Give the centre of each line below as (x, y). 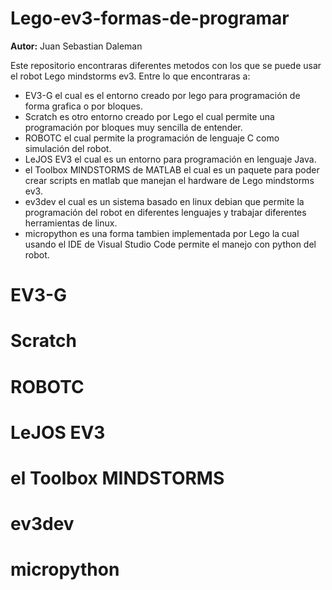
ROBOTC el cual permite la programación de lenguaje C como (152, 138)
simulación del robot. (68, 148)
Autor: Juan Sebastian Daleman (76, 46)
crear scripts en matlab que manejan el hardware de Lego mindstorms (169, 180)
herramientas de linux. (71, 223)
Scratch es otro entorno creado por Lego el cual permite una (149, 116)
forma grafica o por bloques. (84, 106)
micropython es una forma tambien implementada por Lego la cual (162, 233)
